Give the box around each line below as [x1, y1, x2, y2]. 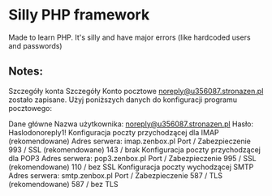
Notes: [8, 65, 43, 79]
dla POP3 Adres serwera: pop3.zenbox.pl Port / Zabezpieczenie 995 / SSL [8, 153, 257, 163]
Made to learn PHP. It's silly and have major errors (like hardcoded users [8, 32, 251, 42]
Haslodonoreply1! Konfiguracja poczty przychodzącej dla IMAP [8, 127, 219, 137]
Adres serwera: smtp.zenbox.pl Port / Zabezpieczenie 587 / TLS [8, 170, 223, 180]
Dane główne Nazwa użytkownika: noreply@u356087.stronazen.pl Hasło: [8, 119, 254, 129]
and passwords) [8, 40, 63, 50]
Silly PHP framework [8, 6, 150, 24]
